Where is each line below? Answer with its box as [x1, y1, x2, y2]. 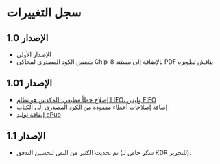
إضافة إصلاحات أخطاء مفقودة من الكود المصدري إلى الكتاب [16, 103, 168, 111]
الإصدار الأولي [16, 50, 52, 58]
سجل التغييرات [6, 5, 82, 21]
